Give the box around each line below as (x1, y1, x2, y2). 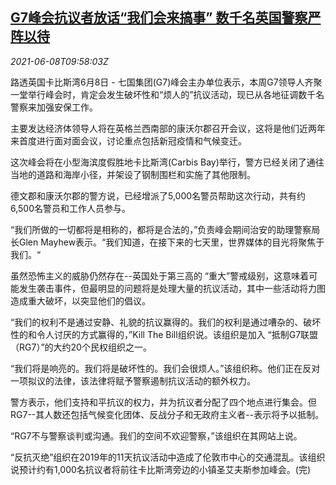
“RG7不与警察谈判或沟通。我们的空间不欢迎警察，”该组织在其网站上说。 (10, 429, 303, 442)
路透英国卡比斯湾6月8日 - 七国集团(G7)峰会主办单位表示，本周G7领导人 (10, 76, 305, 88)
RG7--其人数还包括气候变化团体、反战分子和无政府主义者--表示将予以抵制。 (10, 408, 325, 420)
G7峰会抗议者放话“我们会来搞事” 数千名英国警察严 (10, 9, 322, 27)
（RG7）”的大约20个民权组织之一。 (10, 341, 152, 353)
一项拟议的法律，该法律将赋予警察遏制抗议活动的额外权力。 (10, 374, 256, 387)
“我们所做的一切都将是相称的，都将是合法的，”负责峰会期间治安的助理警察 (10, 223, 312, 235)
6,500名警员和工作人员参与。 (10, 202, 132, 214)
